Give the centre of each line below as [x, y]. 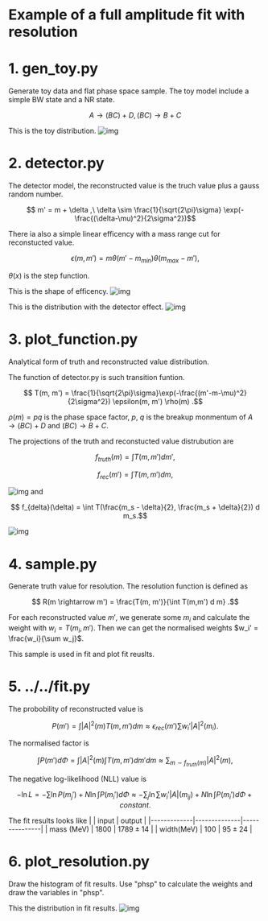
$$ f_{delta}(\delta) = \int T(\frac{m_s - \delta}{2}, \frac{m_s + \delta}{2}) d [135, 507]
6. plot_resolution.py [79, 862]
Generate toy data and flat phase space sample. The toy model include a [129, 91]
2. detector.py [56, 163]
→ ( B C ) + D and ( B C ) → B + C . [58, 425]
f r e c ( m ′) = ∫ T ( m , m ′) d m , [135, 475]
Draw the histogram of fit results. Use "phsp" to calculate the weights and [131, 884]
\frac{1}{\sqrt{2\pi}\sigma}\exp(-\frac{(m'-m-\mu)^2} [159, 393]
